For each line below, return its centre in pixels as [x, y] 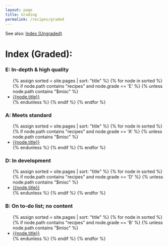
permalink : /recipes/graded [35, 19]
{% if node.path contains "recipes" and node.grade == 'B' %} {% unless [88, 222]
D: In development [28, 161]
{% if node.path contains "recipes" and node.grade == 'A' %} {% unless [87, 132]
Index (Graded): [39, 54]
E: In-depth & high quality [37, 70]
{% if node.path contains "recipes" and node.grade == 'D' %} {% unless [88, 177]
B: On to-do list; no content [39, 206]
